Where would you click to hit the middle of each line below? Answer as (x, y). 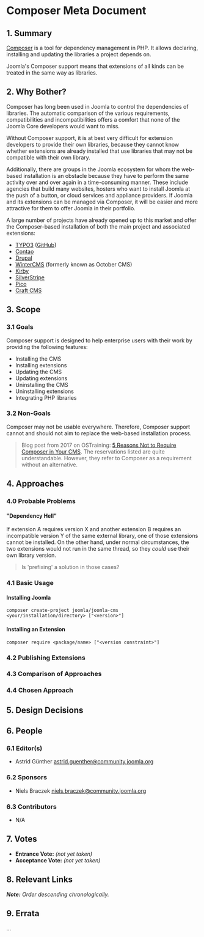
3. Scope (24, 310)
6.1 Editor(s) (24, 748)
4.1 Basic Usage (30, 583)
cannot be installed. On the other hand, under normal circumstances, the (98, 542)
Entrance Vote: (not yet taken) (54, 854)
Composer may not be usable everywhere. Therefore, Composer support (98, 427)
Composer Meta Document (76, 11)
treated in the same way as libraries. (52, 73)
